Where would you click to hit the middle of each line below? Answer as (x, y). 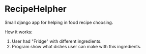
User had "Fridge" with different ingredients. (57, 41)
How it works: (19, 32)
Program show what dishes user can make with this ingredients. (76, 46)
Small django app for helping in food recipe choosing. (59, 22)
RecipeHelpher (36, 9)
